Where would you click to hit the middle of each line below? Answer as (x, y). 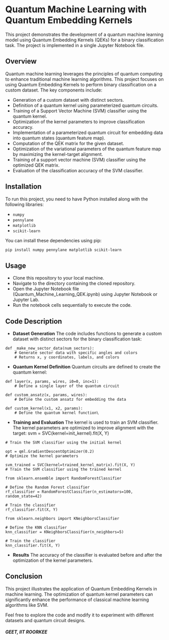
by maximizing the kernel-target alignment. (58, 154)
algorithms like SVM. (27, 605)
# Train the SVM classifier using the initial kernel (64, 443)
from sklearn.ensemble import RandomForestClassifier (64, 478)
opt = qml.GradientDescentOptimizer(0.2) (50, 452)
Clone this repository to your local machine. (58, 278)
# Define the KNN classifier (36, 528)
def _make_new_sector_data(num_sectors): (50, 349)
